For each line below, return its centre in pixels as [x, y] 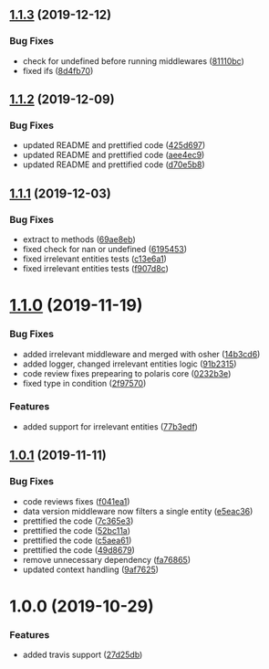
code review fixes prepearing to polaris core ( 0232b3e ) [127, 373]
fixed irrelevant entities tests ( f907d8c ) [95, 269]
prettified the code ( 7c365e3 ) [78, 521]
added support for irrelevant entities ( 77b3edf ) [110, 426]
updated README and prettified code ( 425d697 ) [114, 145]
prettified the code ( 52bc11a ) [76, 530]
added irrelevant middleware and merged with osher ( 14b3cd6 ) [141, 354]
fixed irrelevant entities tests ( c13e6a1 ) [94, 259]
